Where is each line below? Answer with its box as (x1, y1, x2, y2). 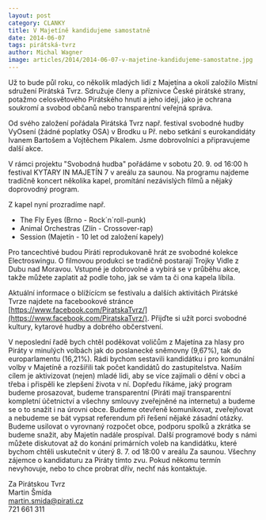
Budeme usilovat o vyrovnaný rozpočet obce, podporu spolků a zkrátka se (8, 422, 251, 431)
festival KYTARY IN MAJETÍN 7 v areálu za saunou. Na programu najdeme (8, 168, 249, 177)
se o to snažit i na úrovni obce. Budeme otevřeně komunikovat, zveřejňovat (8, 404, 253, 414)
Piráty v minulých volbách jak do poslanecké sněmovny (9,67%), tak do (8, 345, 241, 355)
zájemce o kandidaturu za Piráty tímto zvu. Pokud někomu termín (8, 455, 222, 464)
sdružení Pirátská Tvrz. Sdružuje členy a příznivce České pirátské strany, (8, 86, 245, 95)
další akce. (8, 144, 44, 153)
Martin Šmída (8, 487, 52, 497)
